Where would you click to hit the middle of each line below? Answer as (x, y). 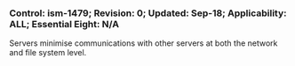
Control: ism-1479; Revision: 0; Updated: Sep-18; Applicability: (148, 13)
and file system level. (48, 53)
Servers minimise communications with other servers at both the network (144, 43)
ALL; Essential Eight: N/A (64, 24)
